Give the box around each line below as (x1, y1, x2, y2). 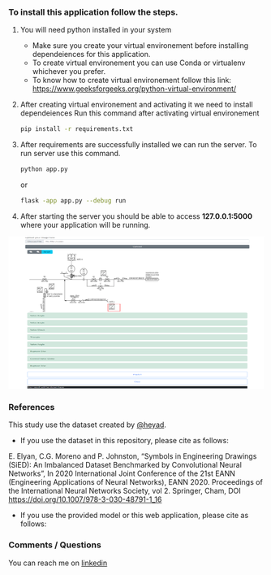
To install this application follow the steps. (8, 7, 179, 18)
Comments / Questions (8, 539, 101, 551)
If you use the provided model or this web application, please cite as (19, 511, 249, 521)
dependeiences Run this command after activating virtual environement (19, 108, 260, 118)
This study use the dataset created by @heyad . (8, 420, 166, 429)
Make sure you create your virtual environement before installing (32, 41, 249, 50)
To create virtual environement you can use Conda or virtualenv (32, 58, 246, 68)
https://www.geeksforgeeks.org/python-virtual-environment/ (32, 84, 237, 94)
